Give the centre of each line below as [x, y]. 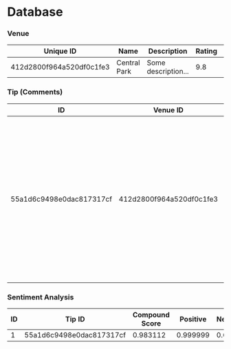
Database [35, 12]
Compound [151, 315]
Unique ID [60, 51]
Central [128, 63]
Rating [207, 51]
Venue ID [168, 109]
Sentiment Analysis [41, 297]
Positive [193, 319]
